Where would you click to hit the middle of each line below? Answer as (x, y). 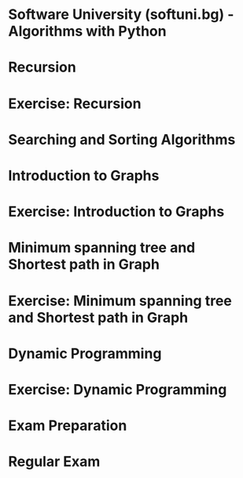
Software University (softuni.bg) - (121, 15)
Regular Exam (54, 462)
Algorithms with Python (87, 31)
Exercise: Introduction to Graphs (116, 212)
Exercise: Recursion (75, 103)
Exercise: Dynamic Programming (118, 389)
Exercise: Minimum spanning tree (120, 301)
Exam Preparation (68, 426)
